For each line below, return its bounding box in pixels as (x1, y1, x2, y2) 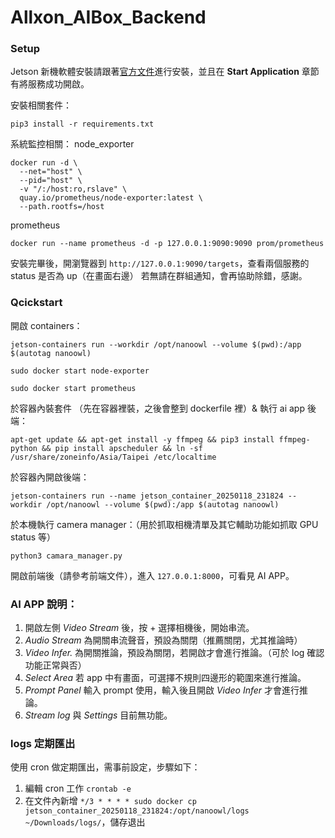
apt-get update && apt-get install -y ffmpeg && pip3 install (10, 434, 275, 445)
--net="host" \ (19, 167, 83, 177)
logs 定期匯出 (10, 737, 76, 750)
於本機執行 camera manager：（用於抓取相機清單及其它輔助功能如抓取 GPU (10, 518, 319, 530)
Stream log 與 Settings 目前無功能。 (24, 709, 173, 721)
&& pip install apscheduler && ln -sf (41, 443, 203, 453)
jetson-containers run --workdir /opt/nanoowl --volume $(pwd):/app (10, 339, 302, 350)
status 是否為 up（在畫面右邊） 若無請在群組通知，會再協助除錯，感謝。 (10, 270, 308, 282)
